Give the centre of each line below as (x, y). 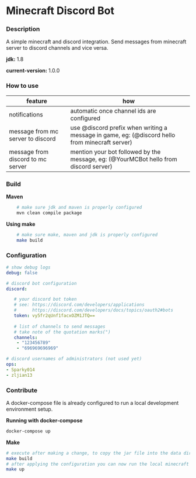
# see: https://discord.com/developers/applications (79, 305)
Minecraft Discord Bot (60, 11)
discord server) (91, 166)
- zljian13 (19, 375)
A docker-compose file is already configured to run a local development (92, 403)
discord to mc (28, 159)
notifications (26, 114)
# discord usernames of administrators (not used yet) (74, 359)
